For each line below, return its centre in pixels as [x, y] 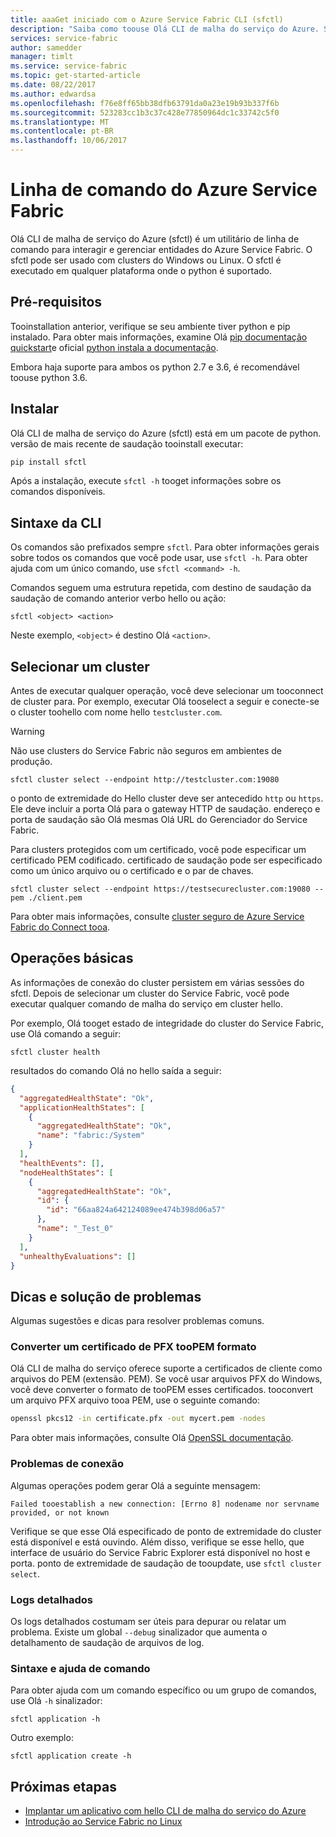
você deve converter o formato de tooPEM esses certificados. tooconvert [161, 1390]
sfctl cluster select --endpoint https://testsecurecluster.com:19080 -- [167, 889]
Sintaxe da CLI [56, 522]
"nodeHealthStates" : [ [66, 1172]
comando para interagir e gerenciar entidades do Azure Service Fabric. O [161, 249]
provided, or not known [60, 1512]
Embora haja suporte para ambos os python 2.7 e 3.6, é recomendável [155, 367]
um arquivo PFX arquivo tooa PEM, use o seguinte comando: [135, 1400]
